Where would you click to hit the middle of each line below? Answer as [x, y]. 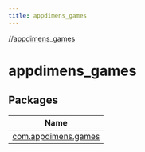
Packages [33, 100]
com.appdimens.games [56, 136]
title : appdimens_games [48, 16]
